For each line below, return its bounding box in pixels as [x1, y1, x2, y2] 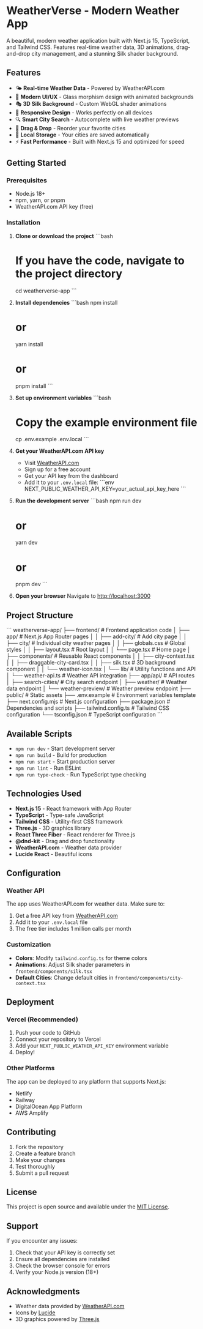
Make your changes [15, 1156, 65, 1163]
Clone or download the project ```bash [15, 232, 113, 239]
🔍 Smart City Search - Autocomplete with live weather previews [15, 116, 179, 123]
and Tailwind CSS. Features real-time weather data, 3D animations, [6, 43, 175, 51]
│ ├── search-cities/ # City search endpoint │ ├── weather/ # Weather [6, 679, 188, 686]
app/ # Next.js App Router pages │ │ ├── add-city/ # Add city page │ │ [6, 633, 188, 640]
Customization [6, 940, 51, 949]
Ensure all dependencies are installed [15, 1256, 110, 1263]
